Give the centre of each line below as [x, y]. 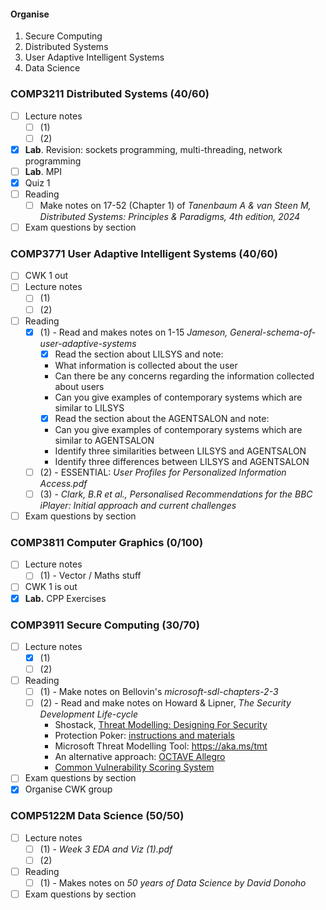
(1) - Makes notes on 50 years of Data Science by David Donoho [173, 882]
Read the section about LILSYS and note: [139, 354]
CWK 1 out [46, 276]
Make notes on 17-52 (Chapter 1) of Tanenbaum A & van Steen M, [175, 205]
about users [79, 386]
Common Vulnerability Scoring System [134, 767]
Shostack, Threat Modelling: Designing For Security [161, 725]
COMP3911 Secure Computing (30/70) [105, 625]
